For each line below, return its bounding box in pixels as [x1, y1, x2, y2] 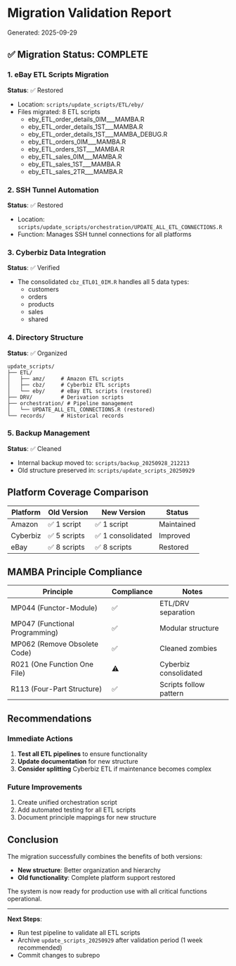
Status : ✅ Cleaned [7, 444, 62, 452]
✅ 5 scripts [48, 531, 86, 540]
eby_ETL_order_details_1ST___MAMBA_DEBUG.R [27, 130, 168, 138]
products [27, 300, 55, 309]
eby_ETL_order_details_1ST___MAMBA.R [27, 122, 143, 131]
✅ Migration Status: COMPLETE [7, 49, 149, 61]
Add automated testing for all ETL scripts [17, 805, 136, 815]
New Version [101, 507, 146, 517]
